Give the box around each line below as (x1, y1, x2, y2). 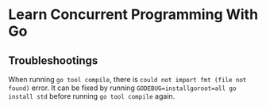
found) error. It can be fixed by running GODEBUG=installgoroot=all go (8, 83, 237, 92)
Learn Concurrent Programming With (8, 6, 259, 24)
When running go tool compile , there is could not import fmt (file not (8, 75, 247, 84)
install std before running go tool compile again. (8, 92, 175, 100)
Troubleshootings (8, 54, 98, 67)
